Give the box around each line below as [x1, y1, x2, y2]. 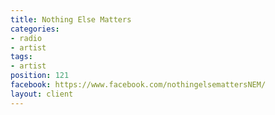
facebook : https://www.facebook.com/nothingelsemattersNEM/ [10, 80, 267, 90]
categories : [10, 24, 60, 34]
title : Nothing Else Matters [10, 14, 132, 25]
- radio [10, 33, 43, 43]
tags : [10, 52, 33, 62]
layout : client [10, 89, 74, 99]
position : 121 [10, 71, 70, 81]
